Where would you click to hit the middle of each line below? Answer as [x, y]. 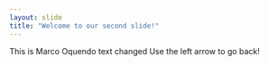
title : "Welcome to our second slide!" [84, 26]
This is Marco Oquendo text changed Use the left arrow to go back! [134, 51]
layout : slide [36, 17]
